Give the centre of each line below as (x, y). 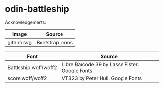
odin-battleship (37, 9)
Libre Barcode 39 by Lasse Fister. (100, 64)
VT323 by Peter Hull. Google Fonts (102, 78)
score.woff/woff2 (27, 78)
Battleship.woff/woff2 (32, 67)
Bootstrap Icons (55, 42)
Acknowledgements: (26, 22)
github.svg (20, 42)
